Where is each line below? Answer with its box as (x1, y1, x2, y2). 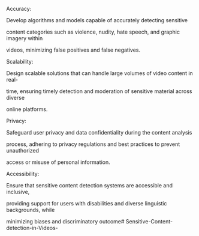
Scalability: (6, 58, 34, 65)
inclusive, (6, 189, 30, 195)
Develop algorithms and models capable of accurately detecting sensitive (6, 17, 188, 23)
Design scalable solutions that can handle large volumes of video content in (6, 70, 193, 77)
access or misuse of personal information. (6, 159, 111, 166)
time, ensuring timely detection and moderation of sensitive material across (6, 88, 192, 95)
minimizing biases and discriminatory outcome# (6, 218, 125, 225)
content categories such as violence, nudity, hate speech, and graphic (6, 28, 180, 35)
